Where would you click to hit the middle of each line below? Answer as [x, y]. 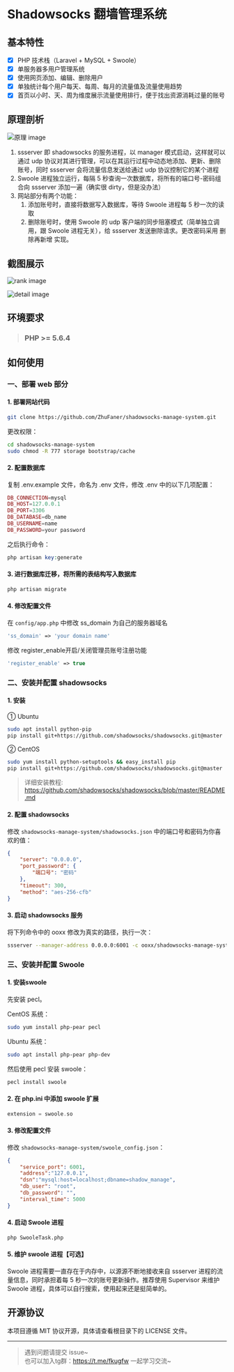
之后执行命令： [29, 544]
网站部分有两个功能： [48, 196]
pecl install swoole [37, 1082]
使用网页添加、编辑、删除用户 [60, 78]
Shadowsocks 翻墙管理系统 [87, 14]
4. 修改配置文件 [29, 606]
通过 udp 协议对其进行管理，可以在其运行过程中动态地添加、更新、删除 [119, 161]
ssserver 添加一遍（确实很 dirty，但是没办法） [98, 187]
